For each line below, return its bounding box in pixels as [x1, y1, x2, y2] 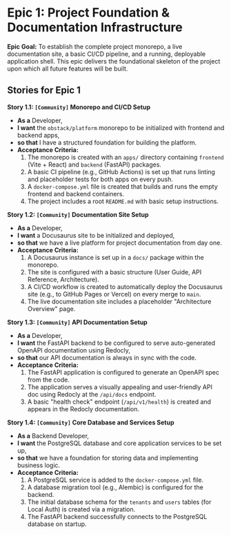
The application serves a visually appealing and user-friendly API [27, 382, 212, 391]
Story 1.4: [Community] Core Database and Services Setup [7, 418, 174, 426]
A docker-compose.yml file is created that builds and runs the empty [27, 182, 219, 191]
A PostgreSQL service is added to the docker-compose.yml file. [27, 476, 204, 484]
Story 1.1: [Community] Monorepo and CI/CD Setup [7, 102, 150, 111]
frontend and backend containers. [27, 189, 125, 198]
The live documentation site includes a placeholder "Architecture [27, 297, 212, 306]
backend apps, [17, 131, 60, 139]
